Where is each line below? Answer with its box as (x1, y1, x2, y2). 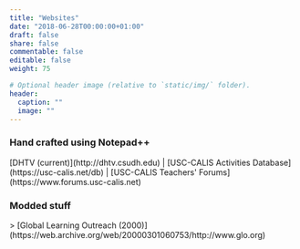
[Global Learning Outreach (16, 220, 117, 231)
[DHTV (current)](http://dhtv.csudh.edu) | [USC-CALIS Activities (9, 157, 251, 168)
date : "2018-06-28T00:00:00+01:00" (9, 22, 145, 31)
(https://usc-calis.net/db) (9, 166, 105, 178)
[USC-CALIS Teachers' (110, 166, 198, 178)
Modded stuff (9, 199, 71, 212)
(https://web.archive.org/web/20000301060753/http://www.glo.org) (9, 229, 266, 240)
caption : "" (17, 98, 64, 107)
